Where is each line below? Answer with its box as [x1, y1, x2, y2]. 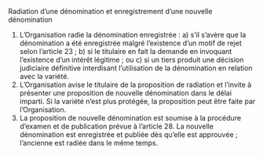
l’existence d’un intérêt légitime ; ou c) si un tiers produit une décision [19, 55, 244, 64]
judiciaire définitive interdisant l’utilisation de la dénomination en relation [19, 63, 253, 73]
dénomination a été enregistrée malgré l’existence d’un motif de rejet [19, 38, 242, 48]
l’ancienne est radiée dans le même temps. [19, 139, 159, 147]
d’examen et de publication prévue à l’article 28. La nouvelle [19, 121, 214, 131]
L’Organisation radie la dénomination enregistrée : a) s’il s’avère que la [19, 31, 247, 39]
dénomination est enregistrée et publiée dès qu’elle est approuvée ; [19, 130, 238, 139]
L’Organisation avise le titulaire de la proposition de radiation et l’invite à [19, 80, 252, 89]
